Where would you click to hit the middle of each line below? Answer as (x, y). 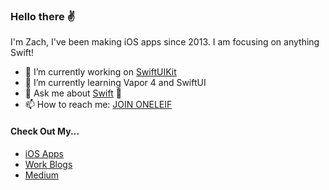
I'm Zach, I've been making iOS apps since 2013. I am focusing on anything (165, 42)
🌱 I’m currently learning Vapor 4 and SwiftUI (115, 83)
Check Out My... (45, 131)
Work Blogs (48, 164)
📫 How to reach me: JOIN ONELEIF (98, 105)
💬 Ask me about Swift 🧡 (73, 93)
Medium (42, 175)
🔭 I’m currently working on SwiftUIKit (100, 72)
